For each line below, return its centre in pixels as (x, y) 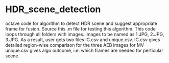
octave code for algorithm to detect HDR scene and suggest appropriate (81, 23)
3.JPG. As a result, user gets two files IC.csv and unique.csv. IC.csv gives (83, 40)
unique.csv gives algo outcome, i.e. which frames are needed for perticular (84, 50)
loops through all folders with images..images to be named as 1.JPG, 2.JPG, (85, 34)
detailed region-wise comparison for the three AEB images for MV (75, 45)
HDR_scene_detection (53, 9)
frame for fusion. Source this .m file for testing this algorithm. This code (80, 28)
